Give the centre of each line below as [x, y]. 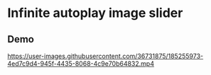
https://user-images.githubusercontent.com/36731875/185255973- [105, 56]
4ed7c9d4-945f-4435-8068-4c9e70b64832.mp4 [81, 64]
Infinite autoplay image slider [95, 13]
